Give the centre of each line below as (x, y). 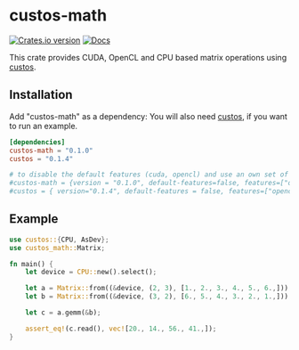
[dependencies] (37, 142)
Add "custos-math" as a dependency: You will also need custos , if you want (148, 116)
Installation (41, 95)
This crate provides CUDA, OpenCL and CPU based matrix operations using (148, 57)
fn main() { (31, 264)
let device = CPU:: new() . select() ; (91, 273)
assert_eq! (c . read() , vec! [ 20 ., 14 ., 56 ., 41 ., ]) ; (121, 329)
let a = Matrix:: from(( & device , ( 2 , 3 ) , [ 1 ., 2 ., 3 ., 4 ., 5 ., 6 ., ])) (157, 289)
